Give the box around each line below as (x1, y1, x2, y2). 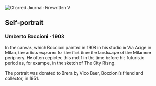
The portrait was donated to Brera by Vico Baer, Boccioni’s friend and (5, 70, 144, 76)
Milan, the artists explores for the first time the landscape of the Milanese (5, 50, 151, 55)
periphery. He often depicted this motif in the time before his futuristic (5, 54, 145, 60)
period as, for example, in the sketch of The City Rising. (5, 60, 116, 66)
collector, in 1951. (5, 75, 40, 81)
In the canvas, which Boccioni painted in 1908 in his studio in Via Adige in (5, 44, 152, 50)
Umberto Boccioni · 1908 (5, 34, 64, 40)
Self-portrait (5, 19, 44, 27)
